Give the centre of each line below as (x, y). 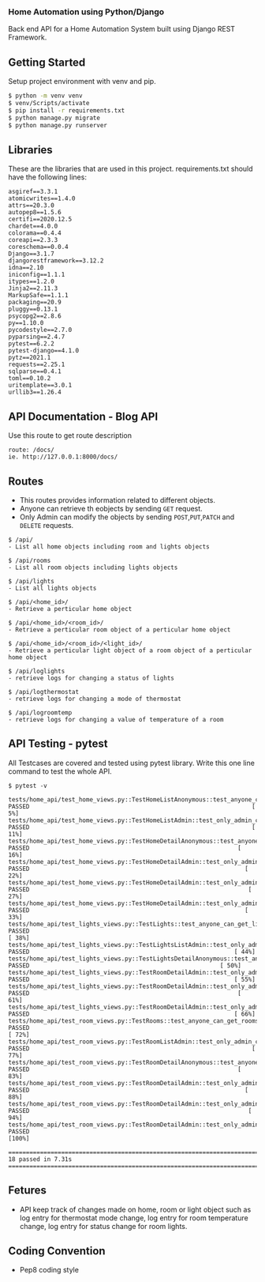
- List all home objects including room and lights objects (109, 547)
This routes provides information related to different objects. (117, 500)
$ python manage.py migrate (54, 118)
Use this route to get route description (70, 436)
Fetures (28, 1191)
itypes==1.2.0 (32, 282)
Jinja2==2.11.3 (33, 288)
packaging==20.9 (35, 303)
